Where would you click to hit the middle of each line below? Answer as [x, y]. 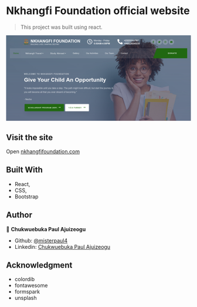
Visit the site [30, 137]
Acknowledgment [39, 265]
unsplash [26, 298]
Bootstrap [26, 196]
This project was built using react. [61, 27]
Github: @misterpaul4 [41, 240]
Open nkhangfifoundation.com [43, 151]
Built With [24, 170]
